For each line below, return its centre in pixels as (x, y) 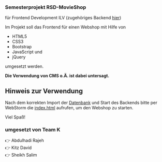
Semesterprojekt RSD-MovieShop (45, 7)
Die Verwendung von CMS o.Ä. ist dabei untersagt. (57, 76)
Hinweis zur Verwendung (44, 91)
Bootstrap (22, 47)
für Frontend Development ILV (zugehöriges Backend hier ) (63, 18)
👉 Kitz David (18, 148)
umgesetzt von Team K (33, 130)
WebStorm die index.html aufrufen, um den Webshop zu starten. (69, 108)
